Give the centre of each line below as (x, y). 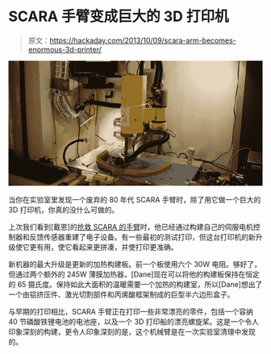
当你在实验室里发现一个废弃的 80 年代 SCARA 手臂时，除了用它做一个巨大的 (135, 199)
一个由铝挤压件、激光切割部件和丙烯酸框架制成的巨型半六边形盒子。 (121, 294)
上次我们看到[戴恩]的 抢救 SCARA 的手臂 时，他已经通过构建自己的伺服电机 (131, 227)
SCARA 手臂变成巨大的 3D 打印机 (119, 17)
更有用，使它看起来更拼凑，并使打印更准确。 (104, 247)
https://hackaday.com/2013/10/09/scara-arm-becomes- (143, 40)
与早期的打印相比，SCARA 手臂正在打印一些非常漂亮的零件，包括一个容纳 (131, 311)
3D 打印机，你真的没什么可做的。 (64, 210)
